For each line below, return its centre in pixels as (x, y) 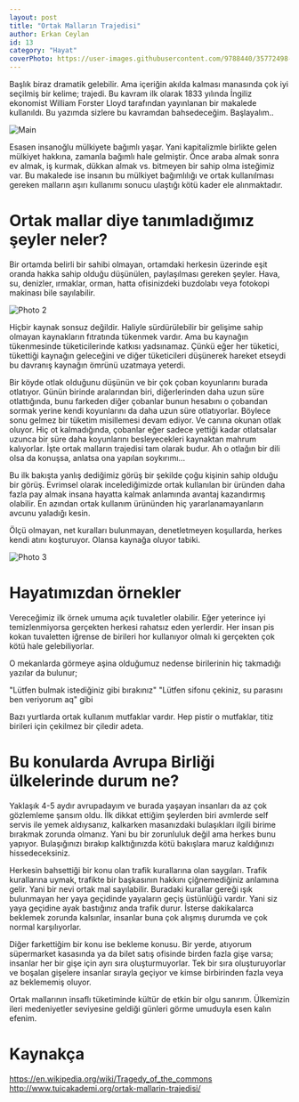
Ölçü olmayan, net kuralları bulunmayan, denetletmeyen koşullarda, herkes (146, 530)
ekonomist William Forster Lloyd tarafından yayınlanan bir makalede (133, 103)
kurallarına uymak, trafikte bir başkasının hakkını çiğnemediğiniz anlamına (144, 879)
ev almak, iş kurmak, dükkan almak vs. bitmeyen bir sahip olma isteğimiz (142, 166)
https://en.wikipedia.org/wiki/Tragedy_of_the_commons (111, 1079)
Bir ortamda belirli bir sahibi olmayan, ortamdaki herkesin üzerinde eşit (138, 264)
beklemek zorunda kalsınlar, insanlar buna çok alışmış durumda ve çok (139, 917)
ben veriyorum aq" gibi (51, 699)
